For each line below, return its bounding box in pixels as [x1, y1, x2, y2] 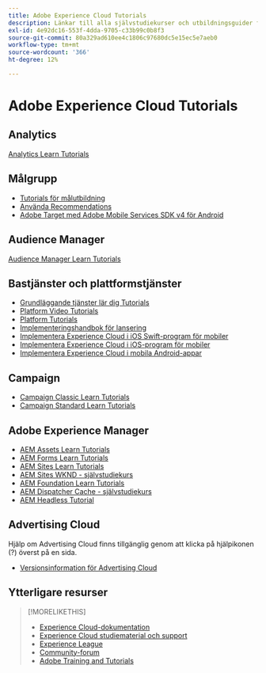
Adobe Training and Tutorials [39, 656, 135, 665]
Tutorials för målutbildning [19, 193, 105, 203]
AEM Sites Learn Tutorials [19, 461, 104, 471]
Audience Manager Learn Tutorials [8, 254, 121, 264]
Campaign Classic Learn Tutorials [19, 393, 130, 402]
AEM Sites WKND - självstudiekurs [19, 470, 133, 479]
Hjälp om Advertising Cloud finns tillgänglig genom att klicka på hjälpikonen [8, 539, 255, 549]
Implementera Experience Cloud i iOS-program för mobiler [19, 340, 211, 349]
